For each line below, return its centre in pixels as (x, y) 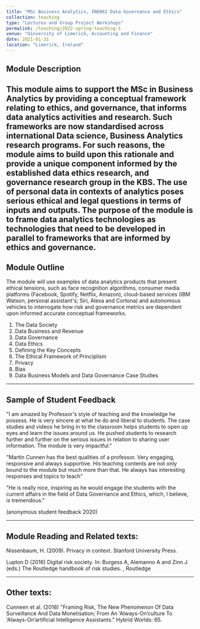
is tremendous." (26, 500)
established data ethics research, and (78, 173)
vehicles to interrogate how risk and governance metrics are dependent (94, 307)
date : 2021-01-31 (28, 39)
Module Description (44, 69)
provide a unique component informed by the (92, 163)
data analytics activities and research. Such (89, 117)
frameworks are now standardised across (85, 126)
